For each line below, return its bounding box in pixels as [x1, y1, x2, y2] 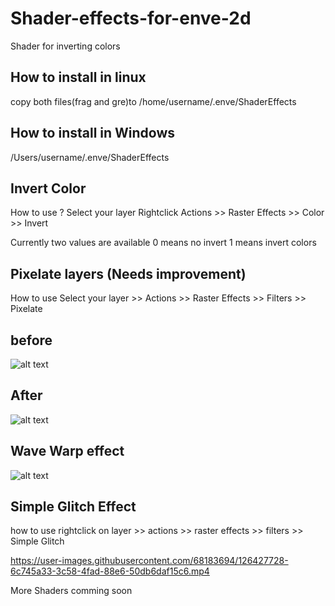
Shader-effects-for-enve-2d [10, 7, 252, 30]
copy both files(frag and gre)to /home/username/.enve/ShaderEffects [10, 95, 297, 107]
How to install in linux [10, 69, 147, 86]
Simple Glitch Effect [10, 498, 137, 516]
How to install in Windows [10, 125, 176, 142]
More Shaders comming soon [10, 585, 133, 597]
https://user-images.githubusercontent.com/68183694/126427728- [10, 555, 289, 567]
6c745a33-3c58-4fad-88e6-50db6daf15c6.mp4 [10, 565, 210, 577]
